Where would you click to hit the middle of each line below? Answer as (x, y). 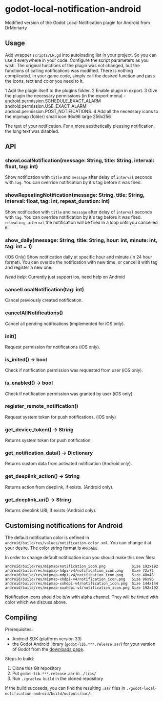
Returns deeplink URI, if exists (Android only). (51, 510)
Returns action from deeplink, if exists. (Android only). (59, 487)
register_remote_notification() (42, 406)
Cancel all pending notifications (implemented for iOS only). (65, 324)
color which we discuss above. (36, 602)
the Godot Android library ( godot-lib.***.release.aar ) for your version (84, 644)
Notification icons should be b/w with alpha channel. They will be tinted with (82, 597)
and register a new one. (29, 267)
